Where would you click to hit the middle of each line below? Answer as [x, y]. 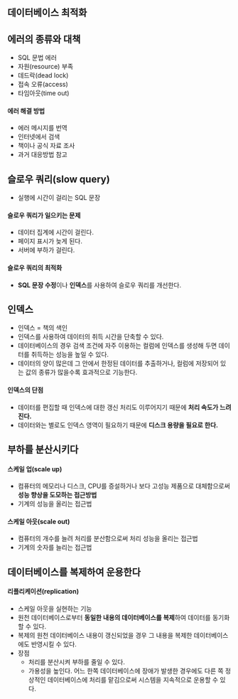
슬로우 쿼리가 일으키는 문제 [44, 215]
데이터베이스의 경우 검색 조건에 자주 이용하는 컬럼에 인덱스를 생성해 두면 [117, 346]
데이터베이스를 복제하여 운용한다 [74, 572]
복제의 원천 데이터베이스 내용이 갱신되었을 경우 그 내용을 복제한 [105, 636]
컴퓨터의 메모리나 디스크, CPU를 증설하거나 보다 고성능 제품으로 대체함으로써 [124, 486]
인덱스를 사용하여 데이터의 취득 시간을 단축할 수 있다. [91, 337]
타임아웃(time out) [43, 93]
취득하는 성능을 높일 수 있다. [70, 355]
